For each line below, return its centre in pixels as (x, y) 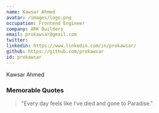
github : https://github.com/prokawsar (55, 52)
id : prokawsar (24, 57)
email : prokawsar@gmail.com (42, 35)
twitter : (17, 40)
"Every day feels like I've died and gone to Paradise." (87, 103)
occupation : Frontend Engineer (46, 23)
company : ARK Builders (35, 29)
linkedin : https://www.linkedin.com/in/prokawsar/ (71, 46)
